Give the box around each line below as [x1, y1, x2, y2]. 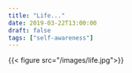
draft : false [8, 26, 51, 34]
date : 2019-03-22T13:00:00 [8, 19, 97, 27]
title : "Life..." [8, 11, 66, 20]
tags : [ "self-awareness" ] [8, 33, 93, 42]
